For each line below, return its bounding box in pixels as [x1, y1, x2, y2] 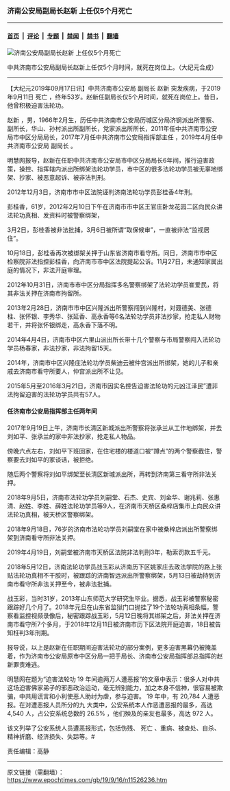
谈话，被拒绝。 [54, 455, 97, 464]
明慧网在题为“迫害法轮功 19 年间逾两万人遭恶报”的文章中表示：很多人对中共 [7, 674, 220, 683]
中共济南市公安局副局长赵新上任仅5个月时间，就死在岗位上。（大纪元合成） [7, 63, 218, 71]
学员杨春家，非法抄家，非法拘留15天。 [7, 344, 115, 352]
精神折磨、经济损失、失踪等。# [7, 732, 95, 740]
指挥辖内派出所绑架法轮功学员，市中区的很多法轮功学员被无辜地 [36, 165, 217, 173]
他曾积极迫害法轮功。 [7, 101, 67, 109]
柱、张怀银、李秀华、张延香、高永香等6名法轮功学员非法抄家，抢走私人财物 [7, 312, 221, 320]
